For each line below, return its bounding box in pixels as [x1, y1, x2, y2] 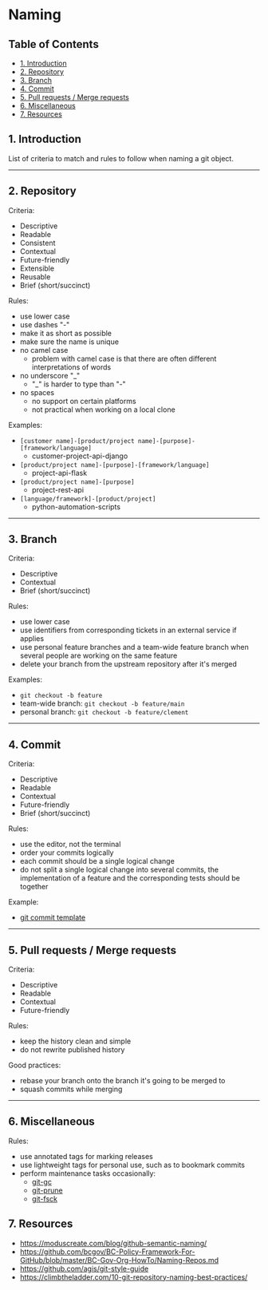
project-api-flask [31, 468, 88, 477]
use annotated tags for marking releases [19, 1151, 153, 1161]
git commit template [19, 912, 86, 923]
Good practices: [8, 1060, 61, 1070]
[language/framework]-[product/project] [19, 495, 156, 503]
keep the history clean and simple [19, 1036, 132, 1047]
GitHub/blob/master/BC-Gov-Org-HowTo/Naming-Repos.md [19, 1255, 219, 1264]
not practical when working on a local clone [31, 405, 175, 414]
